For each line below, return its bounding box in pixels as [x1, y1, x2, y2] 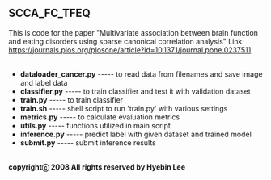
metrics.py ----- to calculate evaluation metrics [19, 112, 180, 122]
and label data [19, 77, 68, 87]
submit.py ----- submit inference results [19, 137, 156, 148]
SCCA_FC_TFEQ [8, 6, 91, 20]
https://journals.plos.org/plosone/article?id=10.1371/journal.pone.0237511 [8, 44, 252, 55]
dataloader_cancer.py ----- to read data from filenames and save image [19, 69, 263, 79]
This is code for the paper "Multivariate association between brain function [8, 27, 259, 37]
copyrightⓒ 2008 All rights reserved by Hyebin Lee [8, 161, 186, 172]
